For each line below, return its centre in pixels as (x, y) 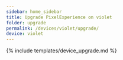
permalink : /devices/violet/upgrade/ (53, 28)
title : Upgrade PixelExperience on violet (59, 17)
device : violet (25, 34)
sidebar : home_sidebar (34, 12)
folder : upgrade (26, 23)
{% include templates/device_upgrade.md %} (61, 50)
